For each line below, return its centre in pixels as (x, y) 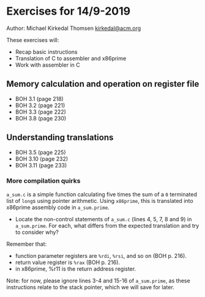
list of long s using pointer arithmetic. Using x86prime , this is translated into (100, 200)
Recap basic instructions (46, 52)
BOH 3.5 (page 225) (40, 152)
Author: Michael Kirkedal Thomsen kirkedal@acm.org (74, 28)
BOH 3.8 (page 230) (41, 118)
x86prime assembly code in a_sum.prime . (58, 207)
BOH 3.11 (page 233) (41, 165)
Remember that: (27, 244)
